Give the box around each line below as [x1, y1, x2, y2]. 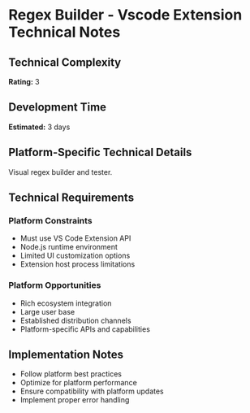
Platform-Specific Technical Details [8, 146, 192, 159]
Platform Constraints [8, 215, 93, 226]
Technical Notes [8, 23, 121, 41]
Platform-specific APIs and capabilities [19, 324, 150, 334]
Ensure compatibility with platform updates [19, 386, 164, 396]
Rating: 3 [8, 77, 41, 86]
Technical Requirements [8, 191, 135, 205]
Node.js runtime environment [19, 242, 118, 252]
